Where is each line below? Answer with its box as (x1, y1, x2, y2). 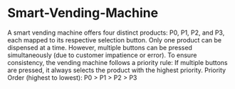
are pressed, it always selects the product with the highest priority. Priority (7, 66, 226, 74)
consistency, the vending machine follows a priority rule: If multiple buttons (7, 58, 228, 66)
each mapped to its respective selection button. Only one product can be (7, 35, 222, 44)
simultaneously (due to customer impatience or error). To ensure (7, 51, 197, 59)
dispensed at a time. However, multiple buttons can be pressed (7, 43, 192, 52)
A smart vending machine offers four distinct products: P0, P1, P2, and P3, (7, 28, 225, 37)
